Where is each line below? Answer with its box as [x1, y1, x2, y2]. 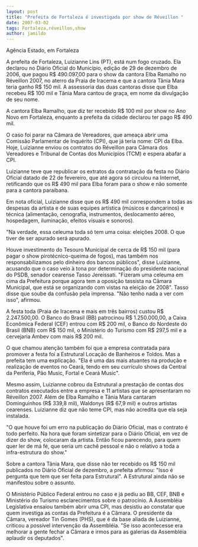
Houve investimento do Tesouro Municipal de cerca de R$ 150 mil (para [6, 246, 180, 253]
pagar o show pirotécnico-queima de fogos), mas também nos [6, 252, 158, 260]
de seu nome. [6, 96, 40, 103]
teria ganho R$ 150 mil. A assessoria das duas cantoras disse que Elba [6, 83, 178, 90]
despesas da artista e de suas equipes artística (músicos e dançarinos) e [6, 204, 184, 211]
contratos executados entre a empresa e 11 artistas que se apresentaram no [6, 388, 191, 395]
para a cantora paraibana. [6, 187, 69, 194]
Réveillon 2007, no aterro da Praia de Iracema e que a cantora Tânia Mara [6, 77, 185, 84]
